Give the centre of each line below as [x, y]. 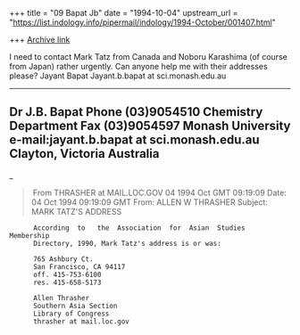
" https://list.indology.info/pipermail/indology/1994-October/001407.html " [143, 22]
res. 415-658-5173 [67, 282]
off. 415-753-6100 [67, 274]
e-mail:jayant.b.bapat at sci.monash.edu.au [135, 140]
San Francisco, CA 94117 [79, 266]
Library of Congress [71, 314]
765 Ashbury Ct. [63, 259]
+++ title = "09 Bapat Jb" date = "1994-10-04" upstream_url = [124, 13]
